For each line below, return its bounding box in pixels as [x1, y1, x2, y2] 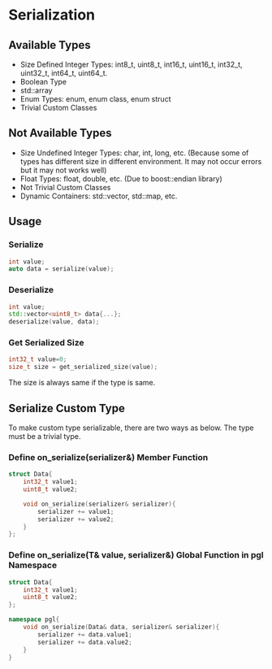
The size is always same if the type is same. [8, 378, 156, 388]
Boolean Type [19, 77, 67, 86]
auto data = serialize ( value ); [8, 265, 114, 273]
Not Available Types [8, 126, 112, 140]
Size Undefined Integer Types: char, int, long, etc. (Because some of [19, 148, 249, 158]
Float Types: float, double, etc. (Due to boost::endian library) [19, 173, 223, 184]
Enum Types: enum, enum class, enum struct [19, 94, 171, 103]
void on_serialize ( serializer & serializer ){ [23, 500, 176, 508]
